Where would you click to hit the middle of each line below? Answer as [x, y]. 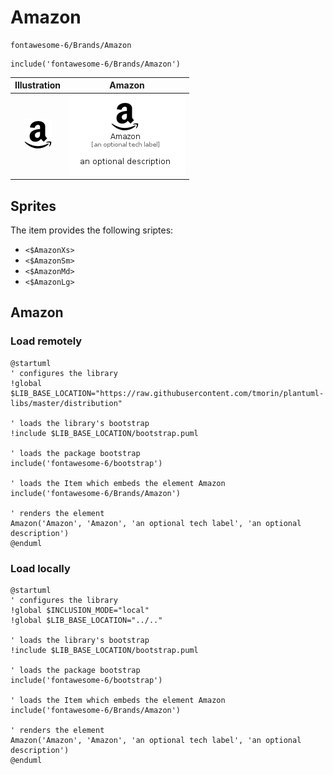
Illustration [38, 85]
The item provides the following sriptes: [92, 230]
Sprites [33, 206]
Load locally [40, 568]
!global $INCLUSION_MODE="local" [80, 610]
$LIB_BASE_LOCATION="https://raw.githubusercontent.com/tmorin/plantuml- [167, 393]
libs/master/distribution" [66, 403]
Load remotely [46, 341]
